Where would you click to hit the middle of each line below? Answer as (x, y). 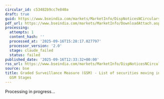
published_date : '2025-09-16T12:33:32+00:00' (52, 59)
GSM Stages (20, 78)
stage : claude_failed (31, 50)
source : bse (17, 69)
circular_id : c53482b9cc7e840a (37, 10)
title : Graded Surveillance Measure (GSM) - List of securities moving (79, 73)
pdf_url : (14, 23)
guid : (10, 19)
